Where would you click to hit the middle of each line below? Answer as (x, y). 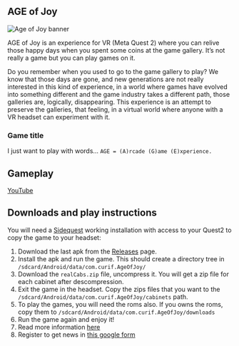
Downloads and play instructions (82, 213)
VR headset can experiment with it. (59, 117)
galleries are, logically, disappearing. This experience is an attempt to (110, 102)
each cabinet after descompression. (71, 281)
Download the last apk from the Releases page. (87, 251)
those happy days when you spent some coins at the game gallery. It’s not (116, 50)
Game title (26, 135)
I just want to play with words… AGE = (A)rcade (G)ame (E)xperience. (110, 151)
